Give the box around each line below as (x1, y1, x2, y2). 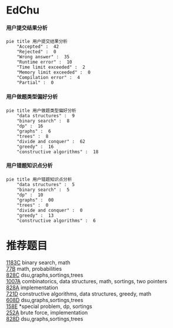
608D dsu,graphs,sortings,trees (6, 296, 84, 303)
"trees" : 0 (16, 202, 49, 208)
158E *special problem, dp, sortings (6, 303, 92, 310)
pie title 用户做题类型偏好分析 (6, 107, 76, 114)
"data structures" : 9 (16, 112, 75, 118)
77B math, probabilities (6, 265, 62, 272)
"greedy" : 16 (16, 144, 54, 150)
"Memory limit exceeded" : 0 (16, 69, 91, 75)
